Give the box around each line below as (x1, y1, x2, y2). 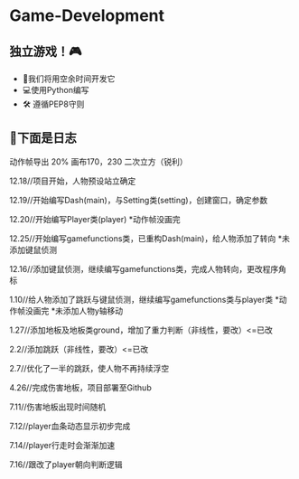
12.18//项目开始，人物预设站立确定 (9, 175, 136, 186)
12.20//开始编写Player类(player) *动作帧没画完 (9, 213, 181, 224)
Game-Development (9, 5, 165, 26)
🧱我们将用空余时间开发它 (22, 73, 116, 84)
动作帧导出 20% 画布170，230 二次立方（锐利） (9, 155, 188, 167)
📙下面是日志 (9, 130, 77, 146)
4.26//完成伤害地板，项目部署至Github (9, 381, 152, 393)
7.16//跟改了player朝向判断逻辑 (9, 458, 124, 470)
